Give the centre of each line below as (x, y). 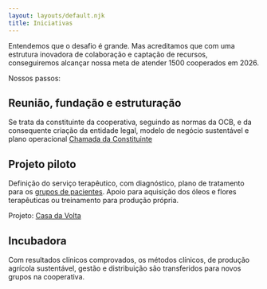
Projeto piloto (42, 164)
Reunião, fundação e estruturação (95, 103)
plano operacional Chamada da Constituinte (80, 139)
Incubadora (37, 241)
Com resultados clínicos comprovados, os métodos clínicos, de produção (129, 260)
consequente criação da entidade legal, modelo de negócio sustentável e (129, 131)
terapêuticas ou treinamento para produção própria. (94, 201)
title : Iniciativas (41, 23)
